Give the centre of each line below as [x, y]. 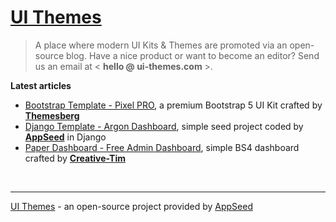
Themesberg [52, 115]
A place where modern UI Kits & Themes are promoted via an [161, 45]
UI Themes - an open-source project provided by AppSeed [131, 206]
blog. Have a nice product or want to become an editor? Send [192, 55]
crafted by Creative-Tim [75, 158]
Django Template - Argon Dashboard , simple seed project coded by [164, 126]
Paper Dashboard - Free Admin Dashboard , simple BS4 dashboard [162, 147]
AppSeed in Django [65, 137]
